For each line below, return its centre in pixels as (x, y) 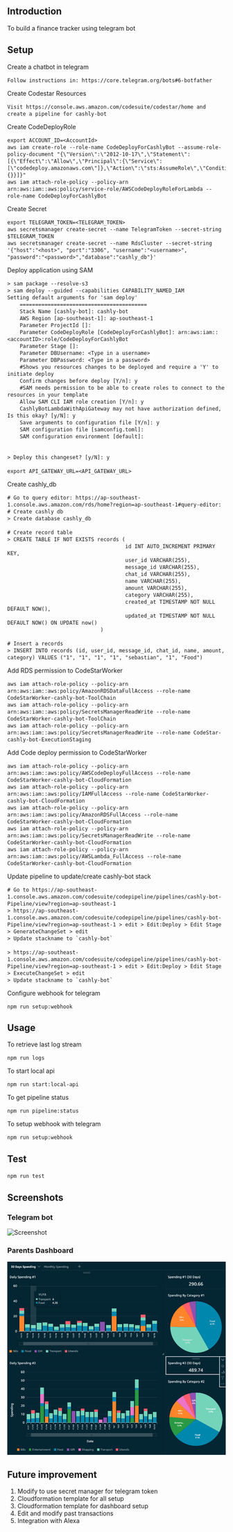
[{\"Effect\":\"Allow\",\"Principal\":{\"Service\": (85, 161)
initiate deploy (31, 374)
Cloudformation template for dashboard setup (83, 1506)
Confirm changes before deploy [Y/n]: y (79, 381)
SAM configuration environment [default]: (82, 436)
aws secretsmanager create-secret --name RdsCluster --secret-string (110, 243)
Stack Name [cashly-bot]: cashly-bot (74, 311)
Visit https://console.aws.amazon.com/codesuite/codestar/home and (107, 107)
